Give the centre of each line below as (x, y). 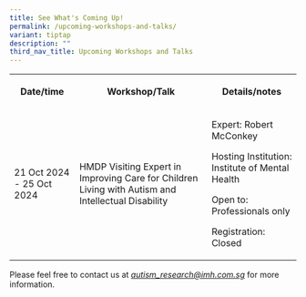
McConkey (234, 136)
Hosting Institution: (251, 157)
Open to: (229, 200)
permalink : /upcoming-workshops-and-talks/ (93, 26)
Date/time (42, 92)
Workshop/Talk (141, 92)
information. (32, 284)
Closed (226, 243)
